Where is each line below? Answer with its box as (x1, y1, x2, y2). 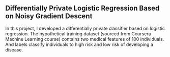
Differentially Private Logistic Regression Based (5, 4, 160, 13)
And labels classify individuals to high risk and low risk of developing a (5, 41, 154, 47)
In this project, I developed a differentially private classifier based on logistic (5, 25, 165, 31)
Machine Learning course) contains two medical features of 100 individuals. (5, 36, 164, 42)
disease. (5, 46, 23, 52)
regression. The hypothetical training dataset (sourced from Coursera (5, 30, 151, 37)
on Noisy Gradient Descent (5, 12, 93, 21)
